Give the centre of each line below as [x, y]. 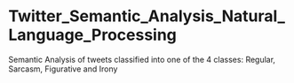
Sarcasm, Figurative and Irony [63, 69]
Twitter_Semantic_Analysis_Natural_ [147, 16]
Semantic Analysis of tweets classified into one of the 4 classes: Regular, [142, 59]
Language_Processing [92, 35]
